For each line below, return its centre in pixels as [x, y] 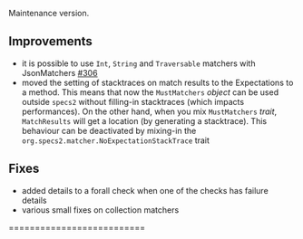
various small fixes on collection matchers [100, 210]
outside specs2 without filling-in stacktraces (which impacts [133, 101]
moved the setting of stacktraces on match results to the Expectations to [157, 82]
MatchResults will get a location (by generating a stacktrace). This [144, 120]
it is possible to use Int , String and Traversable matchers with [138, 63]
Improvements [50, 41]
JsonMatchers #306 [59, 72]
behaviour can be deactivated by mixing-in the [109, 130]
